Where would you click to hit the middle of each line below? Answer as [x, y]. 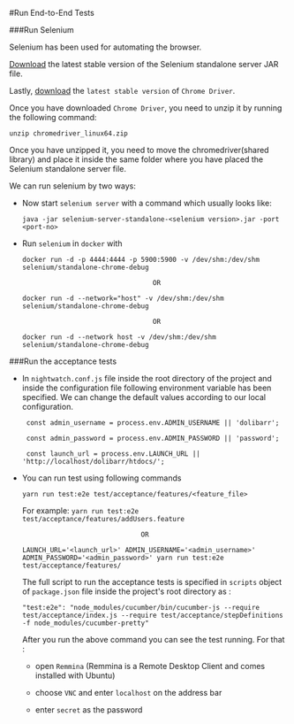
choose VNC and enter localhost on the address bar [128, 693]
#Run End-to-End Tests [52, 13]
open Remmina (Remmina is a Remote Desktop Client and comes [150, 666]
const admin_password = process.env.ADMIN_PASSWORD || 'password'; [153, 438]
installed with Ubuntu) [75, 675]
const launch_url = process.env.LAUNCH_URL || [113, 454]
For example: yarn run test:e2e [80, 511]
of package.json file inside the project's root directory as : [126, 591]
